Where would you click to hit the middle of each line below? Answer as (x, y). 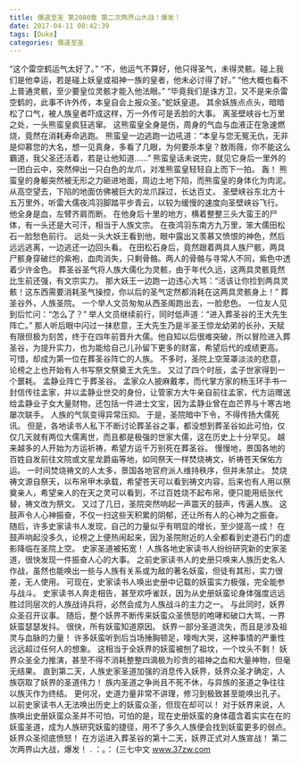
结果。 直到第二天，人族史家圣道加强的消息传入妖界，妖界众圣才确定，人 (151, 671)
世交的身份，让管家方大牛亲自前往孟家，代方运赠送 (196, 393)
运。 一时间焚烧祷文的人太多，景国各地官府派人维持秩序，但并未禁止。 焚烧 (148, 470)
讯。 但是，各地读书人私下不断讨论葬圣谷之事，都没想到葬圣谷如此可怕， (143, 426)
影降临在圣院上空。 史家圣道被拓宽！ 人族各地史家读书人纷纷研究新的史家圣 (148, 549)
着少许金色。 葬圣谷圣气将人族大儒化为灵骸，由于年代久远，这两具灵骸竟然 (147, 270)
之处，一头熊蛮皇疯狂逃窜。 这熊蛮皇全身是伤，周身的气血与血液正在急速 (143, 125)
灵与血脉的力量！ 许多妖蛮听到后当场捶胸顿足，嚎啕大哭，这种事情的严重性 (147, 638)
